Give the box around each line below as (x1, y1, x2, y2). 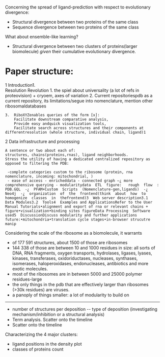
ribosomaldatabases (5, 103, 47, 109)
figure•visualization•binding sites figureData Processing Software (5, 208, 151, 214)
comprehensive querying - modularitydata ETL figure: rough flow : (5, 182, 160, 187)
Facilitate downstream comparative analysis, (14, 117, 109, 122)
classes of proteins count (12, 346, 64, 352)
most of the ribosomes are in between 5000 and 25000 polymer (12, 271, 142, 277)
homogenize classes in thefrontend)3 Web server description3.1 (5, 195, 148, 200)
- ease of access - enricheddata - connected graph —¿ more (7, 178, 133, 183)
